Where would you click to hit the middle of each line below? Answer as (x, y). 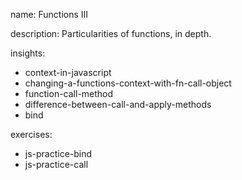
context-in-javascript (68, 72)
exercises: (31, 134)
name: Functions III (49, 14)
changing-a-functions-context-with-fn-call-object (128, 83)
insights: (28, 53)
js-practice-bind (58, 153)
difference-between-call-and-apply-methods (118, 104)
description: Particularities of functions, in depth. (111, 33)
